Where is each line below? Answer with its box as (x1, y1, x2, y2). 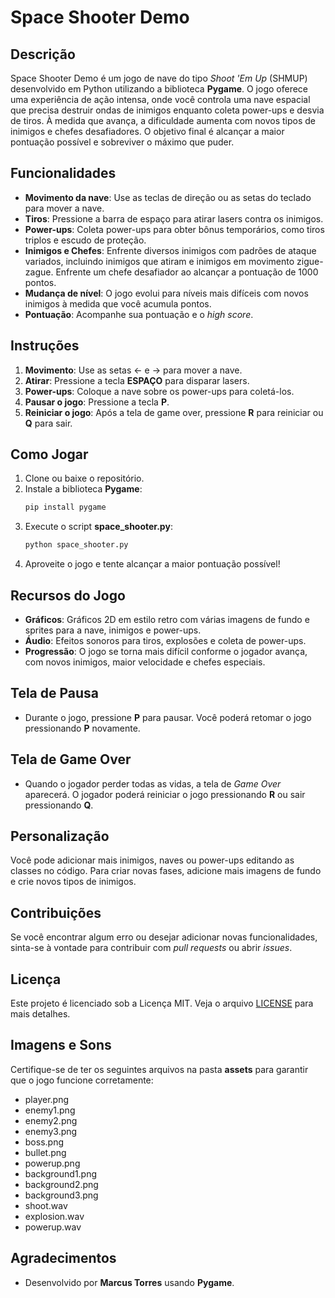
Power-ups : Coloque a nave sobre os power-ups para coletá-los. (24, 385, 295, 397)
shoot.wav (24, 1199, 68, 1211)
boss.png (24, 1136, 65, 1148)
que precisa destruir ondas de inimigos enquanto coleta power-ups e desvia (10, 104, 325, 116)
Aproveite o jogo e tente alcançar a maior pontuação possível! (24, 558, 281, 570)
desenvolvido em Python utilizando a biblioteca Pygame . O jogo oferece (10, 83, 309, 95)
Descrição (10, 46, 76, 63)
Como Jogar (10, 446, 89, 463)
